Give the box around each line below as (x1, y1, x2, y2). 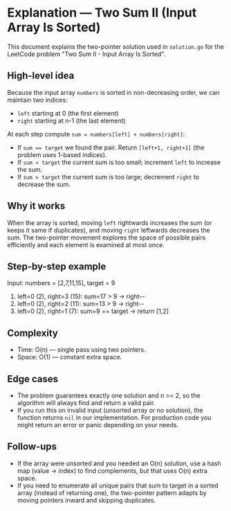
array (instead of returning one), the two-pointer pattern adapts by (17, 488, 207, 496)
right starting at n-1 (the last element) (17, 116, 126, 125)
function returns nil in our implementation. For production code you (17, 413, 212, 422)
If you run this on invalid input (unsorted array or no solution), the (17, 406, 203, 414)
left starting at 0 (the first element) (17, 109, 119, 117)
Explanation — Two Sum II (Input (7, 5, 197, 21)
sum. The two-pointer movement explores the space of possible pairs (7, 233, 206, 242)
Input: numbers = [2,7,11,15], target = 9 (7, 279, 115, 287)
